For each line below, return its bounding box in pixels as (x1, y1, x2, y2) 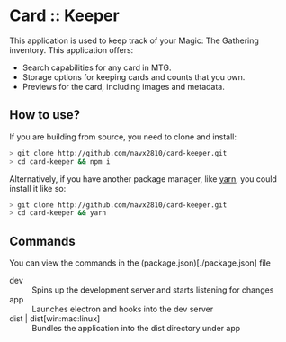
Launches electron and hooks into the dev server (31, 303, 214, 315)
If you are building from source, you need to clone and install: (9, 131, 237, 142)
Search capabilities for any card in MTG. (22, 62, 172, 73)
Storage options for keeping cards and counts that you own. (22, 71, 246, 82)
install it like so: (9, 183, 67, 193)
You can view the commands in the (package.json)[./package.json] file (9, 257, 272, 268)
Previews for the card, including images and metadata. (22, 81, 225, 92)
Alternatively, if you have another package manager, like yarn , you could (9, 173, 277, 184)
